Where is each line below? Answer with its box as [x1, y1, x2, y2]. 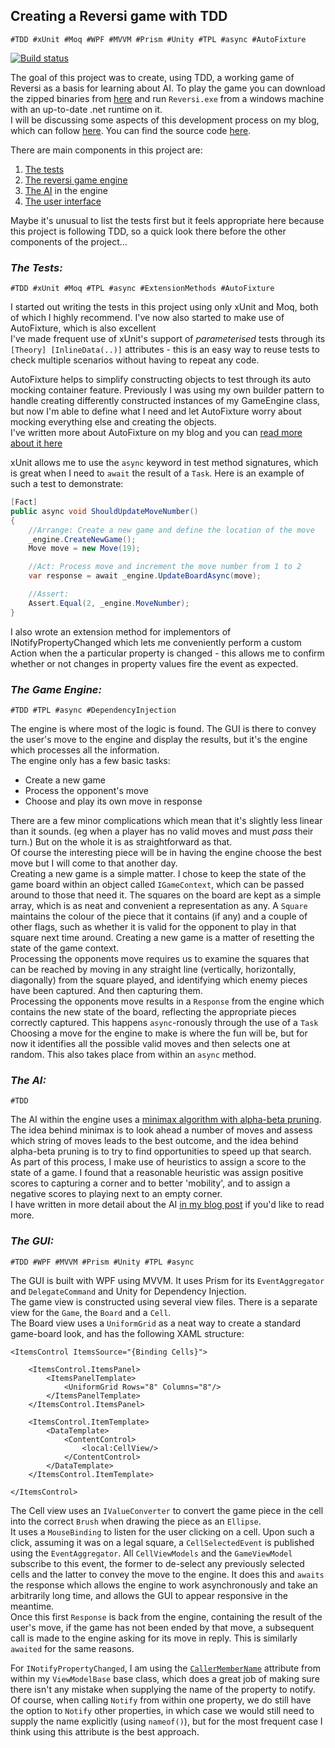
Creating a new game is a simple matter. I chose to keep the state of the [10, 868, 307, 880]
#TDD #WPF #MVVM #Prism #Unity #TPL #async [10, 1257, 195, 1267]
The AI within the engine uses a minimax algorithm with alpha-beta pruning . [10, 1114, 322, 1126]
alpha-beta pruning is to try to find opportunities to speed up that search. [10, 1145, 312, 1158]
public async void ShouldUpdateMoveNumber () [10, 506, 199, 516]
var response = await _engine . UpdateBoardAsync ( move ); [28, 571, 262, 581]
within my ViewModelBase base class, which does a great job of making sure [10, 1672, 320, 1684]
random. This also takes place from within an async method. [10, 1049, 257, 1061]
